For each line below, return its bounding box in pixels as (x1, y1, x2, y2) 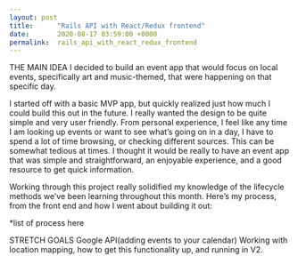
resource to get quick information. (9, 164, 135, 175)
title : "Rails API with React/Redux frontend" (9, 21, 205, 30)
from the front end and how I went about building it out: (9, 201, 212, 212)
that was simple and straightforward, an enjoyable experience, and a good (9, 155, 283, 165)
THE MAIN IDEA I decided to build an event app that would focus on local (9, 62, 278, 73)
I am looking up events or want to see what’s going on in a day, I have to (9, 126, 274, 138)
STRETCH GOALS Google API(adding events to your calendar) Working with (9, 235, 288, 245)
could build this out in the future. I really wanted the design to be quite (9, 108, 268, 118)
